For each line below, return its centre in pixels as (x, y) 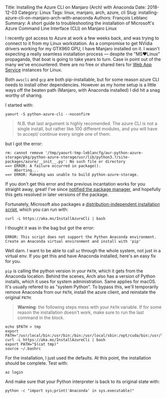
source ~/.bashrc (23, 349)
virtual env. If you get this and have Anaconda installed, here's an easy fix (81, 256)
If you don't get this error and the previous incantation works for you (75, 184)
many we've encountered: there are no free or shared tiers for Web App (79, 65)
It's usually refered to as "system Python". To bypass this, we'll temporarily (82, 287)
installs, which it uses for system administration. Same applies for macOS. (81, 282)
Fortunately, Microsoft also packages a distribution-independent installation (83, 204)
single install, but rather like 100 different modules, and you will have (87, 129)
